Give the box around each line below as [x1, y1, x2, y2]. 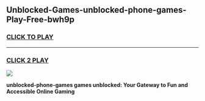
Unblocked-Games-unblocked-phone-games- [6, 5, 187, 15]
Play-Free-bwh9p [6, 15, 75, 25]
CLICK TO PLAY [6, 33, 54, 42]
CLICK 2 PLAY [6, 56, 49, 64]
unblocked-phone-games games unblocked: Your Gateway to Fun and [6, 81, 188, 88]
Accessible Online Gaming [6, 88, 75, 95]
